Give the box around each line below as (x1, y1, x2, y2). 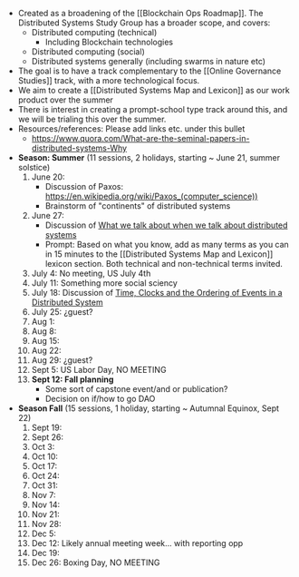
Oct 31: (31, 480, 59, 491)
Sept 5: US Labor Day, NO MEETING (31, 365, 167, 375)
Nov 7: (31, 490, 56, 500)
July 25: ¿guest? (31, 307, 93, 317)
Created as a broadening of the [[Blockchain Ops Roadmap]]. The (17, 8, 264, 18)
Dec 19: (31, 548, 61, 558)
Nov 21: (31, 509, 61, 520)
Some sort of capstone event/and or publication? (44, 384, 228, 394)
